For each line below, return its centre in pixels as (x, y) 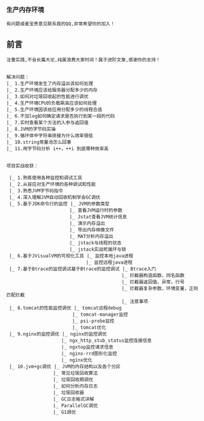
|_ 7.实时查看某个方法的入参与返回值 (47, 123)
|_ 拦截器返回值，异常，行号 (153, 282)
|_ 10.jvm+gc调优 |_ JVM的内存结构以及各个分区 (65, 367)
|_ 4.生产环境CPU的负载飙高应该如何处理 (51, 103)
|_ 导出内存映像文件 (92, 230)
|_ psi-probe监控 (93, 321)
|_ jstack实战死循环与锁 (98, 249)
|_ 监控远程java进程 (109, 263)
